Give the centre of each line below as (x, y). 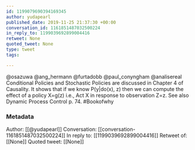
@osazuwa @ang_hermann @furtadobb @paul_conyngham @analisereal (94, 76)
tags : (13, 55)
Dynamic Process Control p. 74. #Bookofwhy (60, 101)
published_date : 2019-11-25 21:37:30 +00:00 (61, 22)
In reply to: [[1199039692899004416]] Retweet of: (127, 135)
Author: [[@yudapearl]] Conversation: (52, 129)
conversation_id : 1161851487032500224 (53, 28)
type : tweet (20, 50)
